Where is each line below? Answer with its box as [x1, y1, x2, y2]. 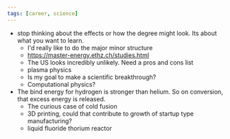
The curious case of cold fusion [27, 102, 118, 110]
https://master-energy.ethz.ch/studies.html [27, 51, 150, 59]
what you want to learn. [16, 36, 84, 45]
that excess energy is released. [16, 94, 106, 103]
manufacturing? [27, 116, 72, 125]
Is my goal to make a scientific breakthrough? [27, 73, 157, 81]
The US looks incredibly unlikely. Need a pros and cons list [27, 58, 194, 66]
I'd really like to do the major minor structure [27, 43, 153, 52]
